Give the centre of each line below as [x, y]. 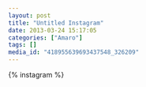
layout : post [30, 15]
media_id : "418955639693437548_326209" [74, 52]
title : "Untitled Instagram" [56, 23]
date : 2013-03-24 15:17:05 [52, 30]
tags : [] [22, 45]
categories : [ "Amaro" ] [45, 38]
